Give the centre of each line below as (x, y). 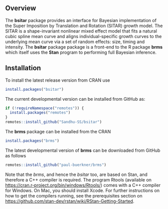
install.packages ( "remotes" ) (40, 113)
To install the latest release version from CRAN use (58, 80)
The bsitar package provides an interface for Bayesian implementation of (81, 20)
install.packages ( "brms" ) (32, 141)
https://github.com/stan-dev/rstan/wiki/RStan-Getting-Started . (70, 201)
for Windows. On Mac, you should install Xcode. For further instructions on (82, 190)
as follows (16, 155)
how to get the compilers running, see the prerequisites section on (74, 195)
